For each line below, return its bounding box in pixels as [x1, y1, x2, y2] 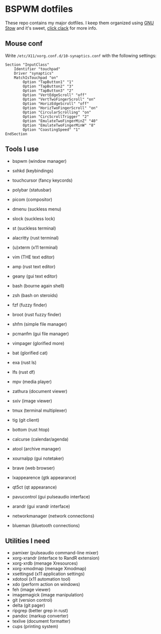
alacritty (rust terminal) [12, 235, 59, 241]
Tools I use [5, 145, 39, 153]
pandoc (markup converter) [12, 613, 69, 619]
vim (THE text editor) [12, 254, 55, 260]
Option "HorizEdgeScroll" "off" [23, 101, 90, 106]
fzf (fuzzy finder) [12, 302, 47, 308]
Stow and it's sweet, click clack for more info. [5, 25, 97, 31]
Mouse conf [5, 40, 43, 48]
